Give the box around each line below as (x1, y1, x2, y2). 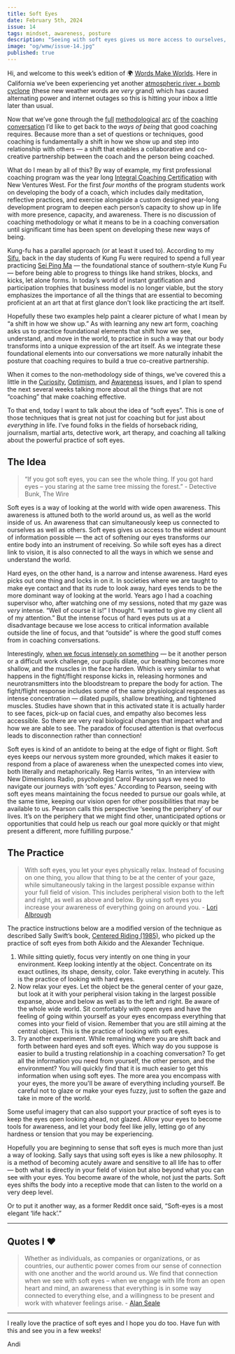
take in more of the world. (17, 1093, 92, 1102)
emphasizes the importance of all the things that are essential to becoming (7, 291, 222, 299)
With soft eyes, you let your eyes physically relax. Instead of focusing (24, 866, 225, 874)
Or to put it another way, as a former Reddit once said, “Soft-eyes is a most (7, 1201, 224, 1210)
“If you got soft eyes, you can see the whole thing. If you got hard (24, 474, 213, 483)
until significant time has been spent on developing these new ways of (7, 225, 211, 233)
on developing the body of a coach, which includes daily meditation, (7, 188, 204, 196)
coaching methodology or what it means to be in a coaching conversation (7, 218, 220, 226)
